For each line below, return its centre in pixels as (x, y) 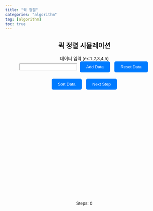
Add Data (95, 67)
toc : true (16, 24)
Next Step (102, 84)
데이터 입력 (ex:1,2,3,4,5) (84, 59)
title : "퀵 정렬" (22, 10)
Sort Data (66, 84)
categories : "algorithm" (31, 15)
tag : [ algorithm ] (23, 19)
